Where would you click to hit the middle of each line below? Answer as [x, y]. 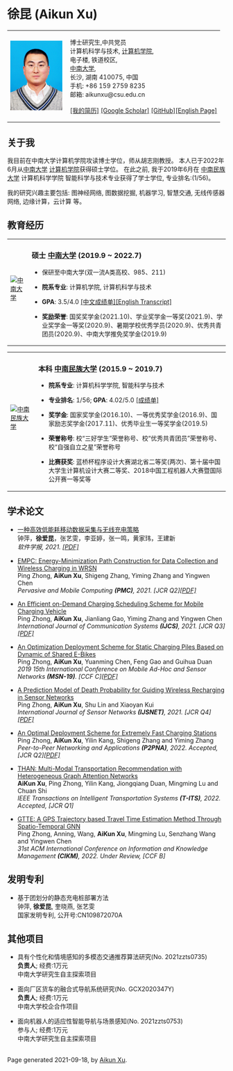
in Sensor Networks [45, 697]
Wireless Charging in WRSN [57, 568]
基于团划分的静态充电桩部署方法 [63, 897]
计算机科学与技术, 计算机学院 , [112, 51]
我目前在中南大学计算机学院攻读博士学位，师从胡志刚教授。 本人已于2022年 [116, 160]
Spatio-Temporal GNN [49, 826]
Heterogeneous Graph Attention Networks [78, 775]
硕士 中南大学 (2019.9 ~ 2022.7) [87, 256]
